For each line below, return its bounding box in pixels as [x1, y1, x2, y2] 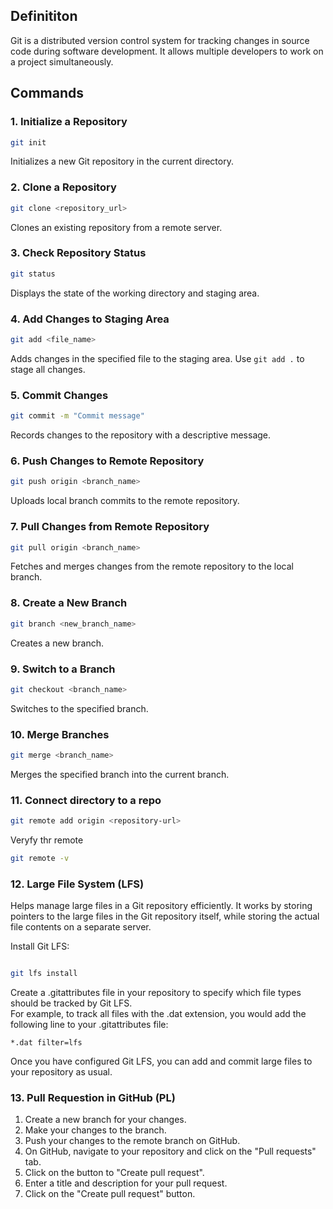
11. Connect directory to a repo [10, 793, 162, 807]
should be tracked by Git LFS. [10, 997, 133, 1009]
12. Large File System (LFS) [10, 877, 145, 891]
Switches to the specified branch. [10, 702, 149, 714]
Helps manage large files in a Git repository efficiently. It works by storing [10, 900, 313, 912]
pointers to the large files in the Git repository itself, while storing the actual [10, 910, 320, 923]
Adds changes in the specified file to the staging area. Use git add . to [10, 352, 305, 364]
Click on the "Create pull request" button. [24, 1188, 196, 1200]
